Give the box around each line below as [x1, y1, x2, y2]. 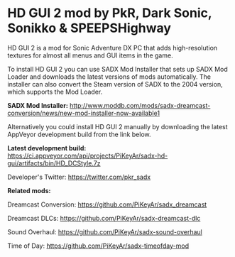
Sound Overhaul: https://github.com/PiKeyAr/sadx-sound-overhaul [7, 227, 202, 236]
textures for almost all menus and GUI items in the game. [7, 51, 173, 60]
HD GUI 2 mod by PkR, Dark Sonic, [7, 5, 212, 21]
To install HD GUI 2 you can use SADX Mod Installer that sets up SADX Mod [7, 65, 229, 73]
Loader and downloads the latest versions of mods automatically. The [7, 72, 212, 81]
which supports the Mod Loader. [7, 87, 103, 96]
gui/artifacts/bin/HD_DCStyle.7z [7, 158, 101, 168]
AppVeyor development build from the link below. [7, 130, 151, 138]
